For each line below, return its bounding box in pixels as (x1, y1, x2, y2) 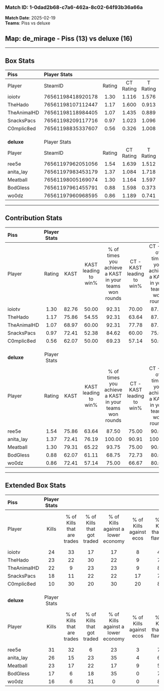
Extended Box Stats (5, 482, 66, 490)
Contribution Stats (5, 214, 62, 222)
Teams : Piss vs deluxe (5, 20, 50, 26)
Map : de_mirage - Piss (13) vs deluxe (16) (5, 34, 133, 42)
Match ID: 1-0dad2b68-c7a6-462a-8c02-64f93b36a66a (5, 4, 143, 11)
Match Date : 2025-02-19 (5, 15, 56, 21)
